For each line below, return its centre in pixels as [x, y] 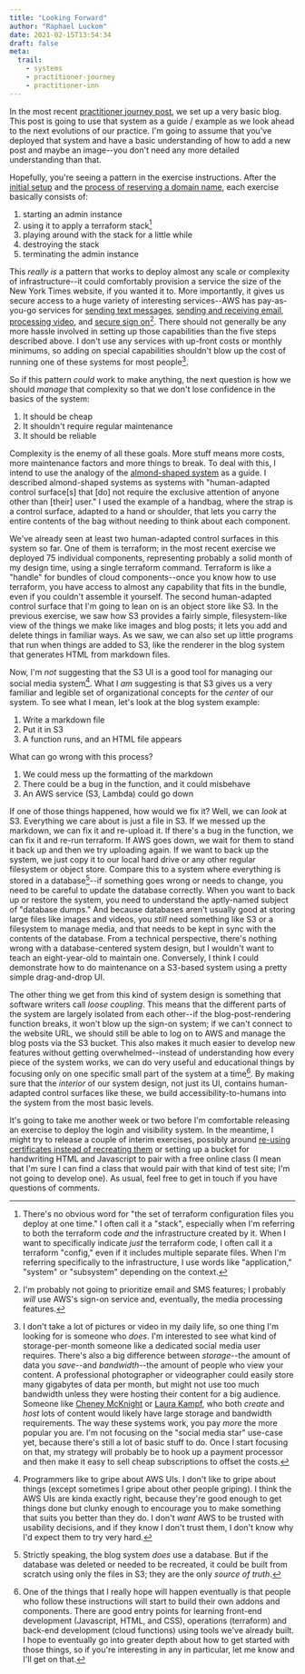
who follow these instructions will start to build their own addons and [151, 1601]
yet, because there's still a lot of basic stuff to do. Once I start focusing [155, 1442]
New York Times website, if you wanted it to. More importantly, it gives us [147, 291]
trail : [30, 60]
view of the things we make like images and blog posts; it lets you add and [148, 625]
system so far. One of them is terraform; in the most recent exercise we [143, 548]
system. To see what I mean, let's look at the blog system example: [135, 702]
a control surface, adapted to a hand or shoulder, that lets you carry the [143, 511]
